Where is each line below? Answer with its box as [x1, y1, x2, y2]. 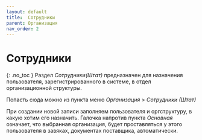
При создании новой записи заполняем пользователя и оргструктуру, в [6, 108, 192, 115]
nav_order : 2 [6, 25, 39, 32]
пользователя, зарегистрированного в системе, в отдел [6, 78, 151, 85]
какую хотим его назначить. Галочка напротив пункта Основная [6, 114, 173, 121]
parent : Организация [6, 20, 58, 26]
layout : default [6, 8, 47, 15]
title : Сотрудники [6, 14, 55, 21]
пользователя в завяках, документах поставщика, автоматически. [6, 127, 178, 135]
